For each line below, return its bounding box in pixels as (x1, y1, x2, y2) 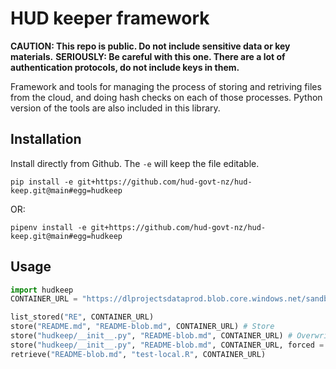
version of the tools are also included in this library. (10, 102, 221, 114)
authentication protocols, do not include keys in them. (10, 61, 240, 73)
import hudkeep (10, 285, 74, 295)
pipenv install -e (10, 222, 87, 232)
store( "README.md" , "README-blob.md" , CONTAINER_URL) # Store (10, 322, 275, 332)
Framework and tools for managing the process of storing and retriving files (10, 80, 322, 92)
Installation (10, 131, 82, 148)
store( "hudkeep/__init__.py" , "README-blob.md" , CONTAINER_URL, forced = (10, 340, 325, 350)
